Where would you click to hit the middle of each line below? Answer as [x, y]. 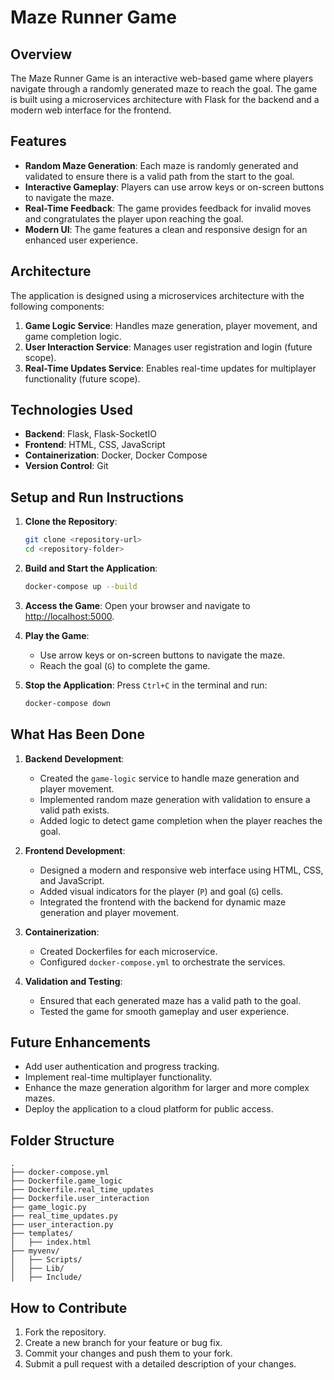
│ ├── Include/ [46, 1277]
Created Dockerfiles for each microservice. [128, 951]
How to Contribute [69, 1307]
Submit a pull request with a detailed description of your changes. [160, 1364]
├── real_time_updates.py [64, 1216]
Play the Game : [57, 635]
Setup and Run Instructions [97, 497]
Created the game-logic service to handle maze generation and [169, 778]
